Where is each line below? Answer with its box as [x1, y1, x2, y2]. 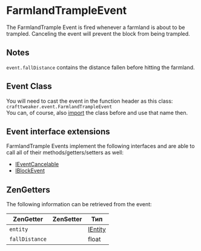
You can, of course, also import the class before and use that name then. [6, 109, 188, 116]
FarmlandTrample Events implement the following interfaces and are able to [6, 143, 195, 150]
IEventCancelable [15, 161, 59, 168]
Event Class [6, 81, 53, 91]
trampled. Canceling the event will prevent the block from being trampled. [6, 30, 191, 37]
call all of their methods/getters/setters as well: [6, 149, 124, 156]
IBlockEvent [15, 167, 45, 174]
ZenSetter [52, 215, 82, 224]
